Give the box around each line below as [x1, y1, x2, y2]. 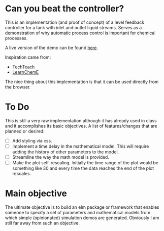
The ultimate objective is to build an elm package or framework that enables [5, 204, 160, 210]
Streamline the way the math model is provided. [12, 154, 109, 160]
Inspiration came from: [5, 54, 51, 60]
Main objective [5, 188, 67, 199]
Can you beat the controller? [5, 3, 124, 14]
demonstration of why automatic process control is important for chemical [5, 30, 156, 36]
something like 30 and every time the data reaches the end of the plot [12, 165, 154, 171]
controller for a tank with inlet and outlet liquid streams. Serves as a [5, 24, 142, 30]
